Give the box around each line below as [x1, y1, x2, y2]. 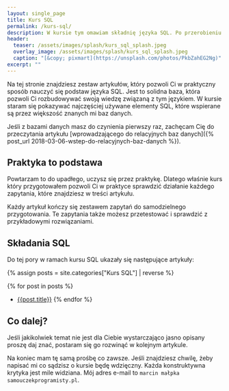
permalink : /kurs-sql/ [7, 23, 72, 29]
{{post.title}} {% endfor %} [16, 296, 93, 304]
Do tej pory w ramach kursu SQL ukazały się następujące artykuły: [7, 255, 195, 264]
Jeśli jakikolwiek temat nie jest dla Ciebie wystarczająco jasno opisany [7, 333, 205, 342]
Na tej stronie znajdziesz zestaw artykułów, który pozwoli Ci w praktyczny [7, 80, 216, 88]
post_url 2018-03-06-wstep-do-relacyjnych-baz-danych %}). [7, 137, 181, 145]
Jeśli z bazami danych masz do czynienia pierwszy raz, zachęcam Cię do [7, 122, 215, 130]
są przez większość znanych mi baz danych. [7, 109, 133, 117]
